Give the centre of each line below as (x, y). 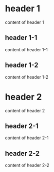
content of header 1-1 (26, 49)
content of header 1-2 (27, 77)
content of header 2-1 (27, 138)
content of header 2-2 (27, 165)
